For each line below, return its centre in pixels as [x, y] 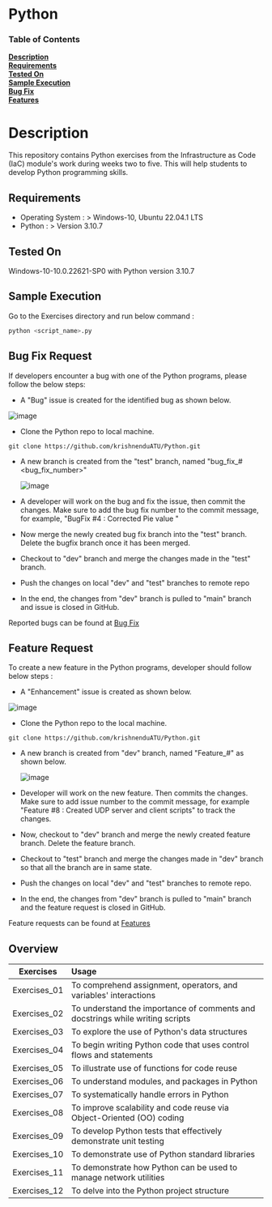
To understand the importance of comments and [164, 1009]
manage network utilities [118, 1178]
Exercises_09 [38, 1137]
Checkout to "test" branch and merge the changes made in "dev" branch [142, 859]
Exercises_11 [38, 1173]
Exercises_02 [38, 1013]
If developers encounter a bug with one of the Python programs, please [127, 375]
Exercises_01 [38, 991]
